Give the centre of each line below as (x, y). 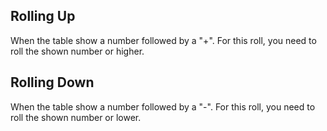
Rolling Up (43, 16)
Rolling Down (52, 82)
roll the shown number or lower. (76, 117)
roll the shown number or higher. (77, 51)
